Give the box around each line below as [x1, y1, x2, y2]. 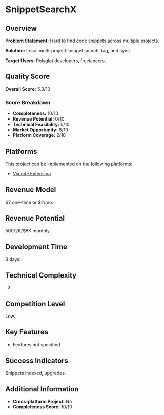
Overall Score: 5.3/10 [5, 86, 50, 92]
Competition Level [5, 299, 65, 308]
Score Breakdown [5, 98, 51, 106]
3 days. [5, 256, 22, 262]
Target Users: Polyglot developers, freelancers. [5, 57, 106, 64]
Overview [5, 24, 37, 33]
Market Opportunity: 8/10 [12, 127, 68, 133]
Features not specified [12, 341, 60, 347]
